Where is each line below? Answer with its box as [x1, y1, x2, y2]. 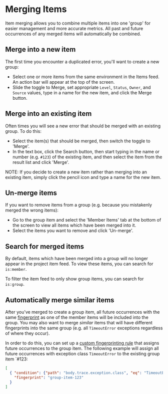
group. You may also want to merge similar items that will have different [5, 320, 152, 325]
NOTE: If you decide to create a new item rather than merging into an [5, 169, 147, 175]
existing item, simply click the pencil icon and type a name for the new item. [5, 174, 161, 180]
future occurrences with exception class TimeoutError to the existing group [5, 351, 160, 356]
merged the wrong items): [5, 207, 59, 214]
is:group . [5, 281, 25, 287]
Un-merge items [5, 188, 57, 197]
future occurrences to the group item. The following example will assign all [5, 345, 159, 351]
